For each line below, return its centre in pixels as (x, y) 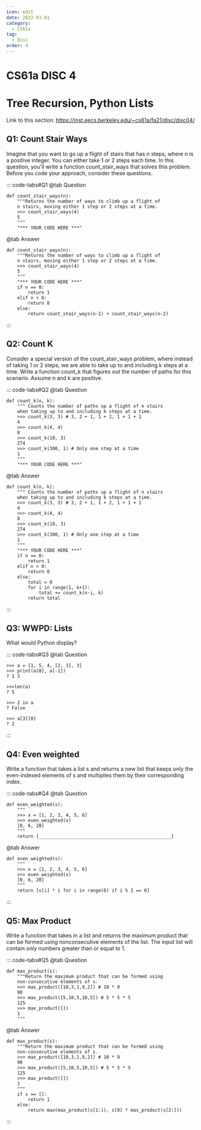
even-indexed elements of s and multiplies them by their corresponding (95, 776)
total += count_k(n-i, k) (71, 593)
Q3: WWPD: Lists (40, 629)
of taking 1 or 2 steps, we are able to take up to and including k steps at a (97, 365)
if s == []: (32, 1094)
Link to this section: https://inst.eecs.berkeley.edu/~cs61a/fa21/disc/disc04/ (101, 120)
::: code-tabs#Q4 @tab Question (47, 794)
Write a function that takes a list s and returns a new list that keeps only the (100, 769)
